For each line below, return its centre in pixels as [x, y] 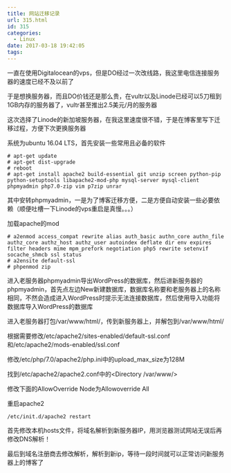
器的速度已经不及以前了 [40, 81]
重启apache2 [26, 403]
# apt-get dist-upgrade [41, 162]
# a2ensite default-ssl [41, 260]
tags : [15, 53]
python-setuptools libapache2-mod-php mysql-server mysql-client [103, 180]
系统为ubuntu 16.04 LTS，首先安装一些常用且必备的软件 [86, 143]
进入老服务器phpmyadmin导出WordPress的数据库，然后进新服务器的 [105, 280]
